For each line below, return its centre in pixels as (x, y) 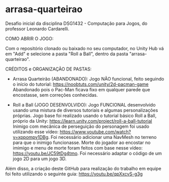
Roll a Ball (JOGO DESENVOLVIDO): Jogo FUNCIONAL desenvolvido (84, 104)
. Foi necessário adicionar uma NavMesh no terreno (102, 137)
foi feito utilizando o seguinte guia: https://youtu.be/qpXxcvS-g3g (74, 174)
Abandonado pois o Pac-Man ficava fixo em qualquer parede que (81, 89)
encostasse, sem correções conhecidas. (55, 95)
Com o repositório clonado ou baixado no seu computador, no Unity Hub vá (84, 48)
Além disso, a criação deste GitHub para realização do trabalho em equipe (83, 168)
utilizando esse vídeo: (36, 132)
